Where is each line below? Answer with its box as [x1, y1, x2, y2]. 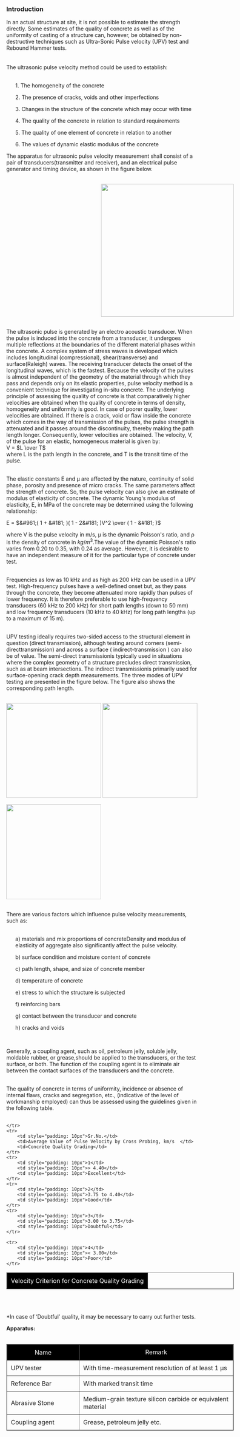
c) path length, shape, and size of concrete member [15, 965, 145, 972]
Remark [145, 1348, 168, 1356]
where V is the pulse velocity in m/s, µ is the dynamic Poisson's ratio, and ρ [6, 531, 195, 538]
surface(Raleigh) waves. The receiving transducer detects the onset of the [6, 360, 193, 368]
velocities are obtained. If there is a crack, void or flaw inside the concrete [6, 412, 192, 419]
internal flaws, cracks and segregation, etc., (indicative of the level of [6, 1091, 179, 1098]
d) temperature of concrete [15, 976, 84, 984]
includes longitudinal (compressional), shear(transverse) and [6, 354, 158, 361]
